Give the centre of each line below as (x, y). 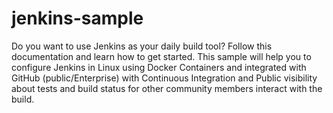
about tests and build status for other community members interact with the (167, 88)
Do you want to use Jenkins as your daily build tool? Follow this (142, 46)
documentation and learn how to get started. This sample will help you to (161, 56)
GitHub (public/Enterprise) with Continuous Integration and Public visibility (164, 78)
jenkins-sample (77, 18)
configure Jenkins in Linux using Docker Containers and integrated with (159, 67)
